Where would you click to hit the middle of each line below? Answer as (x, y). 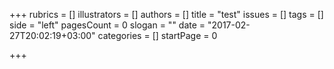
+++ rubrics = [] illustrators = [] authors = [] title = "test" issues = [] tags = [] (166, 14)
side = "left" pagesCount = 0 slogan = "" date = (107, 25)
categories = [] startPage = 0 (157, 35)
